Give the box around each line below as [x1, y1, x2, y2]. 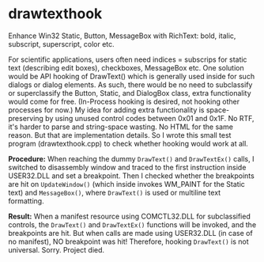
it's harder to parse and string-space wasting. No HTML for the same [8, 122, 233, 131]
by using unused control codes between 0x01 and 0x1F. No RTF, [44, 113, 255, 123]
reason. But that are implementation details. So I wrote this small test [8, 130, 232, 139]
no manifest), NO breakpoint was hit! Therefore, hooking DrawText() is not [8, 237, 249, 246]
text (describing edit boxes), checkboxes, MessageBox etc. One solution [8, 63, 244, 72]
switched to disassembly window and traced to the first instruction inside [8, 162, 247, 172]
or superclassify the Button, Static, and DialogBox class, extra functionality [8, 88, 251, 97]
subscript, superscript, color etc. [8, 39, 115, 48]
